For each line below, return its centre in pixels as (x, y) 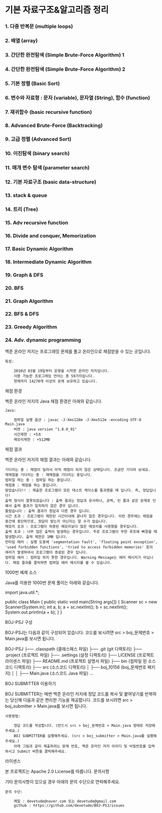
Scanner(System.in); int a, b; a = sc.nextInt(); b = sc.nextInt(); (66, 607)
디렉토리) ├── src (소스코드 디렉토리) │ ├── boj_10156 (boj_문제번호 (80, 667)
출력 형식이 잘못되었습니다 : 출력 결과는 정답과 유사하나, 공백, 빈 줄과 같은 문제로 (78, 501)
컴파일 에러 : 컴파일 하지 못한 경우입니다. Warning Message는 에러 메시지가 (73, 557)
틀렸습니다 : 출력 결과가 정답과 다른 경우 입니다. (48, 511)
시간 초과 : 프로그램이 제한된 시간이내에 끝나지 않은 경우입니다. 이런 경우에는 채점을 (79, 516)
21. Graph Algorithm (29, 301)
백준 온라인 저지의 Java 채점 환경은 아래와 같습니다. (54, 401)
